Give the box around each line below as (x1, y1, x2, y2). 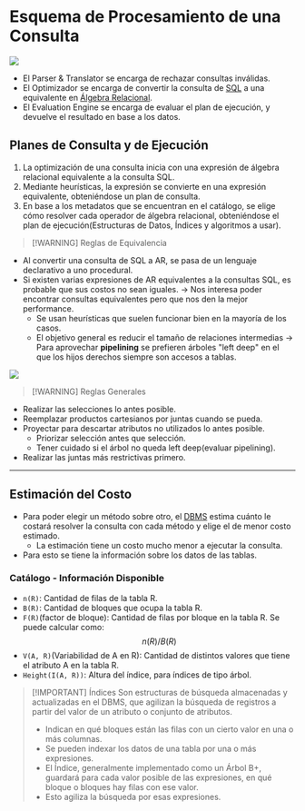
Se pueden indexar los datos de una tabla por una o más (44, 743, 257, 754)
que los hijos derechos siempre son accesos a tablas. (35, 351, 237, 362)
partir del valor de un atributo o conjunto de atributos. (31, 706, 233, 717)
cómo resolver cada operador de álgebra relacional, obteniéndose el (22, 210, 280, 221)
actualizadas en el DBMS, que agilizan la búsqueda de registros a (31, 697, 277, 707)
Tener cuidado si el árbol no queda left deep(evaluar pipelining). (35, 442, 276, 453)
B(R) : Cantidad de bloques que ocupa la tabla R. (22, 602, 202, 613)
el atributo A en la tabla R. (22, 659, 120, 670)
